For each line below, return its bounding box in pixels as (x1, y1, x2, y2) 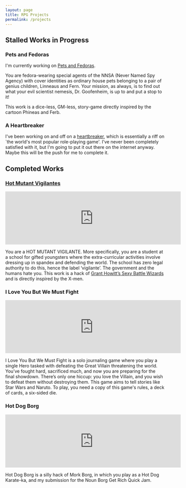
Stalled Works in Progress (5, 36, 89, 44)
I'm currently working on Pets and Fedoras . (5, 63, 96, 69)
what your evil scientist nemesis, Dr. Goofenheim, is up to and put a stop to (5, 88, 162, 95)
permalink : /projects (5, 17, 51, 22)
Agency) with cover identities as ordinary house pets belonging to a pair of (5, 78, 162, 84)
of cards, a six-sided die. (5, 390, 57, 396)
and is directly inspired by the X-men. (5, 276, 84, 282)
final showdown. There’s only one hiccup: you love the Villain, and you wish (5, 374, 163, 380)
